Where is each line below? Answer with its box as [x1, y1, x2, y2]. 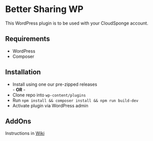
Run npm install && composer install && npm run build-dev [12, 97, 138, 103]
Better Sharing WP [5, 4, 83, 15]
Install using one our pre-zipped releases [12, 81, 97, 87]
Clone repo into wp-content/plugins [12, 92, 86, 98]
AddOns [5, 117, 31, 125]
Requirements [5, 35, 50, 43]
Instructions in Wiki [5, 130, 45, 136]
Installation [5, 68, 41, 76]
